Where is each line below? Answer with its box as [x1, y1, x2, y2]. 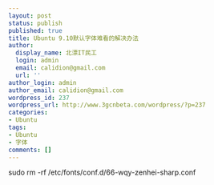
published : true [8, 26, 63, 34]
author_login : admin [8, 78, 78, 86]
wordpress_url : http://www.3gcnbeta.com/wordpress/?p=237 [8, 101, 206, 109]
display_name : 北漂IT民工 [15, 49, 98, 57]
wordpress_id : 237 [8, 94, 70, 102]
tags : [8, 123, 26, 131]
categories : [8, 109, 48, 117]
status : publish [8, 19, 63, 27]
